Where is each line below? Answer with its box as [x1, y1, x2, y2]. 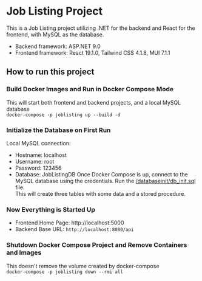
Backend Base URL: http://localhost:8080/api [15, 226, 134, 233]
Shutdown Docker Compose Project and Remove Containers [6, 241, 187, 249]
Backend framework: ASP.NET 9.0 [15, 43, 101, 50]
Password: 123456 [15, 164, 62, 172]
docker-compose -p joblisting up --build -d [6, 111, 121, 118]
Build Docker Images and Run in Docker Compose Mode [6, 85, 174, 94]
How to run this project [6, 67, 95, 77]
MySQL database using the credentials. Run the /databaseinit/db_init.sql [15, 177, 196, 184]
